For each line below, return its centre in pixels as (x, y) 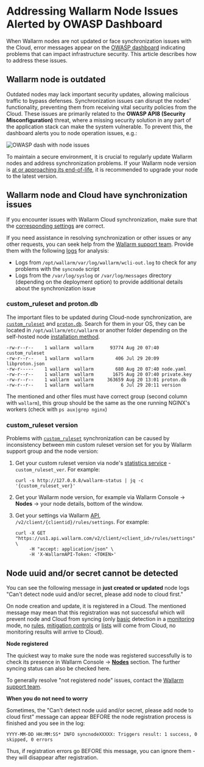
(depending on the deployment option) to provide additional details (99, 282)
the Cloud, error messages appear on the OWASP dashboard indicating (96, 47)
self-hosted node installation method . (53, 337)
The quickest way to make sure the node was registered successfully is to (99, 655)
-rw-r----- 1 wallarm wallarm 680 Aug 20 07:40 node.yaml (97, 369)
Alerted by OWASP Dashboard (84, 24)
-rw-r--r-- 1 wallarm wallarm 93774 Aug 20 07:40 (83, 348)
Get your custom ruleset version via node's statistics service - (93, 463)
